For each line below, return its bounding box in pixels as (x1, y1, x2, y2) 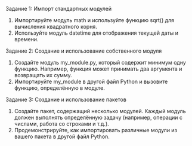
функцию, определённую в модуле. (14, 84, 106, 92)
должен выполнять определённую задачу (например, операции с (14, 114, 183, 121)
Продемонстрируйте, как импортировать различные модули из (14, 127, 177, 133)
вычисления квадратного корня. (14, 23, 98, 30)
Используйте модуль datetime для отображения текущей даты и (14, 29, 179, 36)
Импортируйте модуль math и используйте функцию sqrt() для (14, 17, 174, 23)
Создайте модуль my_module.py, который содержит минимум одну (14, 59, 186, 66)
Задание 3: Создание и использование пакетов (5, 96, 126, 103)
